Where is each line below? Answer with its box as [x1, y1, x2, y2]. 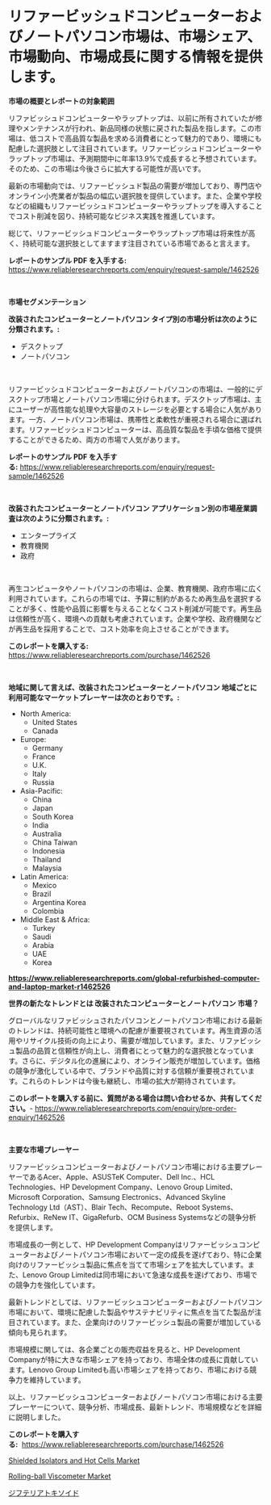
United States [31, 717, 78, 727]
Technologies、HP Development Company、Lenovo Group [8, 1182, 204, 1192]
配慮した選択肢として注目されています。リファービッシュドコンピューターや [8, 143, 262, 153]
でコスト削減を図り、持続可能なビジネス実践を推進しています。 [8, 211, 219, 220]
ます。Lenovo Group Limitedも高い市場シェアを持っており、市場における [8, 1365, 250, 1374]
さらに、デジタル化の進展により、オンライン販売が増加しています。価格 [21, 1055, 261, 1066]
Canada [31, 726, 59, 736]
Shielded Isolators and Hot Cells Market [8, 1455, 140, 1465]
